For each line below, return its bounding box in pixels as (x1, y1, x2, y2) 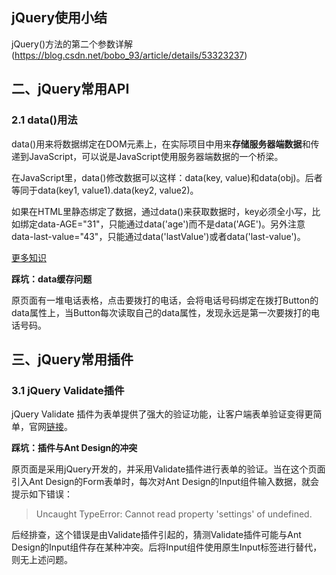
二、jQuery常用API (11, 81, 130, 98)
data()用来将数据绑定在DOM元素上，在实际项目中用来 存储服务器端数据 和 (11, 138, 311, 150)
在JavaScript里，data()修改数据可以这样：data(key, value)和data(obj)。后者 (11, 171, 323, 183)
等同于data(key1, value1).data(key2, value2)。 (11, 184, 199, 196)
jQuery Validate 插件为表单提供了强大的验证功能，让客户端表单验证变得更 (11, 408, 314, 420)
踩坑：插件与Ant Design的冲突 (11, 442, 138, 454)
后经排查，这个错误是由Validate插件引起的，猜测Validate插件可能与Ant (11, 529, 302, 541)
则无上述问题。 (11, 554, 73, 566)
